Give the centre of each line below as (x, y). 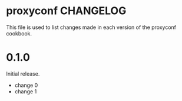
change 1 (26, 91)
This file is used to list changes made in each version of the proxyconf (91, 27)
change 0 (26, 85)
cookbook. (19, 33)
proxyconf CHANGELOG (66, 11)
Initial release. (23, 74)
